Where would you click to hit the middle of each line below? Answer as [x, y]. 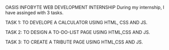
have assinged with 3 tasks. [34, 13]
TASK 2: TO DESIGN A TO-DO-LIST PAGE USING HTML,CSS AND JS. [78, 32]
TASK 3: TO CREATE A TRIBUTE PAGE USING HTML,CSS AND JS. [74, 42]
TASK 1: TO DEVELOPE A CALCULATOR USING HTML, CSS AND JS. [76, 22]
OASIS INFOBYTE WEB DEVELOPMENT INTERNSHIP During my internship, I [85, 7]
